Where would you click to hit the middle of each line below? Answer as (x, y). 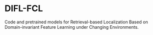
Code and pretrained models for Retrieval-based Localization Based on (76, 22)
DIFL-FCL (24, 9)
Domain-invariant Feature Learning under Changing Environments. (72, 27)
